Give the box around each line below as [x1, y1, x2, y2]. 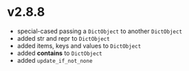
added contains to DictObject [16, 49, 103, 57]
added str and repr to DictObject [16, 34, 110, 42]
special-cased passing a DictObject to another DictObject [16, 27, 183, 35]
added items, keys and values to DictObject [16, 41, 142, 50]
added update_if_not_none [16, 56, 93, 64]
